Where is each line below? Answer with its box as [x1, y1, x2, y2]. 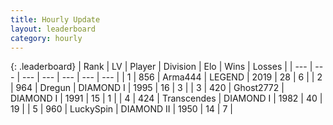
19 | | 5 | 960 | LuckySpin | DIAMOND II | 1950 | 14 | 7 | [10, 103, 233, 115]
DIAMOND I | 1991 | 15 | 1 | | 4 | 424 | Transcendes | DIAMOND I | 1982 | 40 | [10, 92, 323, 105]
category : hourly [10, 33, 83, 43]
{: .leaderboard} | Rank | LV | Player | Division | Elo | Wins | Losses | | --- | [10, 61, 313, 73]
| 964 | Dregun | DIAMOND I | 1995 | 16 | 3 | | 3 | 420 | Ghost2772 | [10, 82, 285, 94]
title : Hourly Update [10, 14, 101, 25]
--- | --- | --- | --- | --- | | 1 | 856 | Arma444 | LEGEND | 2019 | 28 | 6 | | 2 [21, 71, 323, 83]
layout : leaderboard [10, 24, 97, 34]
